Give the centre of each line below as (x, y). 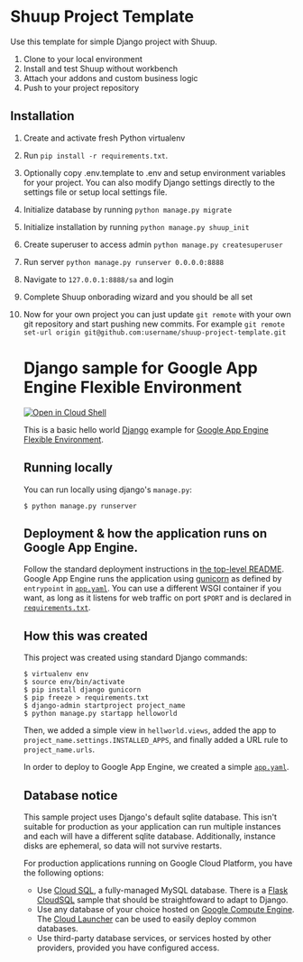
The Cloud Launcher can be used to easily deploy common (147, 919)
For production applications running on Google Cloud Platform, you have (158, 863)
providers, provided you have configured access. (128, 948)
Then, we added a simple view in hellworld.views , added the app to (150, 730)
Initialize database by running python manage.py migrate (128, 209)
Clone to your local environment (83, 59)
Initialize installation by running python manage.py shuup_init (136, 226)
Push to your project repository (81, 87)
